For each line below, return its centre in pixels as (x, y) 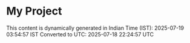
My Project (34, 11)
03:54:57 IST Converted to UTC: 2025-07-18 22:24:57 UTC (80, 34)
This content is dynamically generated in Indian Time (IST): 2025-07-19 (95, 28)
